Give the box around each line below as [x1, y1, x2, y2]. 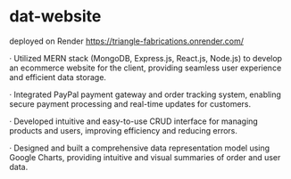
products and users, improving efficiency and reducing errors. [9, 125, 238, 135]
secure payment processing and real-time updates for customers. [9, 98, 252, 109]
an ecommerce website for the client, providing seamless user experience [9, 62, 282, 73]
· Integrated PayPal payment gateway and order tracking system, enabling [9, 89, 281, 100]
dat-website [9, 6, 102, 27]
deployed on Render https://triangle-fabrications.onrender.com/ [9, 36, 244, 46]
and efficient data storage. [9, 71, 107, 82]
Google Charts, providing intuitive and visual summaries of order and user [9, 151, 281, 162]
